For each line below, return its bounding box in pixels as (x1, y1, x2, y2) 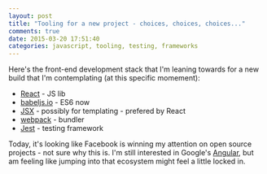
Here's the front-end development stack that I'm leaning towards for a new (8, 64, 259, 74)
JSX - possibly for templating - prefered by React (20, 107, 186, 116)
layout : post (8, 11, 53, 20)
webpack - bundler (20, 115, 85, 124)
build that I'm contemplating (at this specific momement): (8, 73, 201, 83)
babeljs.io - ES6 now (20, 98, 90, 107)
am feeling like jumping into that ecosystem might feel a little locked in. (8, 156, 246, 167)
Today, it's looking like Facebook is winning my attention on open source (8, 139, 252, 149)
